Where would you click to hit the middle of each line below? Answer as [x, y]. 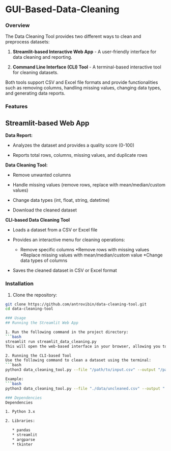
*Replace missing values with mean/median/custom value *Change [91, 255]
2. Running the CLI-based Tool [38, 355]
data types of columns [44, 260]
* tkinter [22, 444]
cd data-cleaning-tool [29, 309]
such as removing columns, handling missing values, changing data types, [83, 88]
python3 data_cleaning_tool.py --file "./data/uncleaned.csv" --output [83, 388]
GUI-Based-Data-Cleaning [62, 9]
